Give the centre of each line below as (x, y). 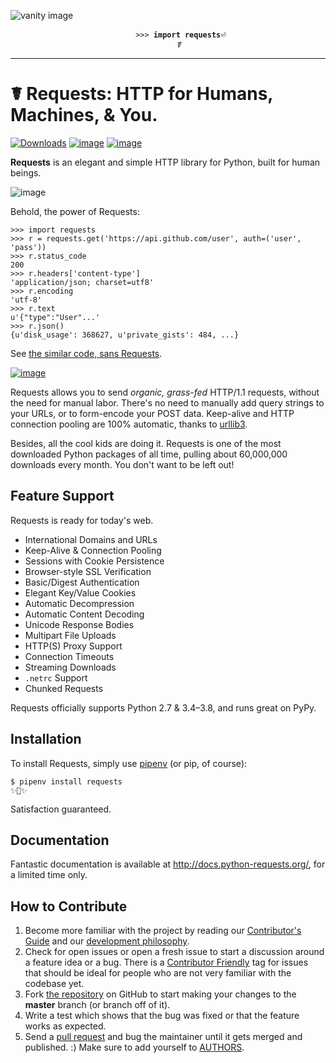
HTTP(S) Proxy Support (73, 646)
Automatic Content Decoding (84, 614)
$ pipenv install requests (66, 781)
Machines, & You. (84, 115)
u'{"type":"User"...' (55, 317)
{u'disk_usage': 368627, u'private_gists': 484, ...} (125, 335)
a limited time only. (49, 875)
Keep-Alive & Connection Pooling (93, 550)
